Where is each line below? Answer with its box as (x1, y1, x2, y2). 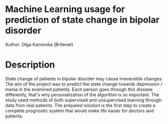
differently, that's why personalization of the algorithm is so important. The (5, 91, 159, 97)
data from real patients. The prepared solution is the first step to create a (5, 102, 155, 108)
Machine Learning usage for (5, 4, 125, 15)
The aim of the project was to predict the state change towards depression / (5, 81, 162, 87)
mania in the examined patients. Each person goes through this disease (5, 86, 153, 92)
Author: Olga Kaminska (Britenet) (5, 41, 74, 47)
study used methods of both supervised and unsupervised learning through (5, 97, 162, 103)
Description (5, 59, 55, 71)
